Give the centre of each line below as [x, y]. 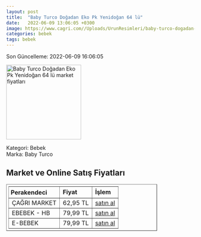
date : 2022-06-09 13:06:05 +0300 [51, 23]
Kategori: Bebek [26, 148]
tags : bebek [21, 39]
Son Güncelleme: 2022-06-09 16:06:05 [55, 56]
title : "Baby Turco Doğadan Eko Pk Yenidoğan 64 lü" [75, 17]
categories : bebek [29, 34]
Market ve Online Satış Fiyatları [66, 173]
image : [14, 28]
